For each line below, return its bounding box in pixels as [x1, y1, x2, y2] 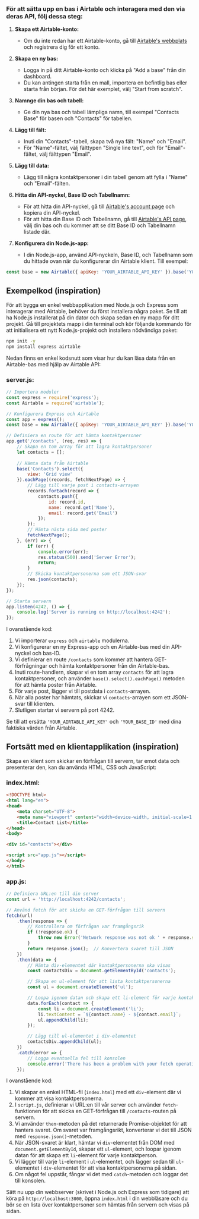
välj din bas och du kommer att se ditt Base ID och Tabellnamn [23, 222, 176, 229]
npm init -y [6, 338, 36, 344]
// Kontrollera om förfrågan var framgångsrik [27, 923, 145, 929]
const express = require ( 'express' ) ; [6, 394, 99, 400]
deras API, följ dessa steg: [6, 12, 83, 20]
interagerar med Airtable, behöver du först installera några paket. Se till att [6, 307, 188, 315]
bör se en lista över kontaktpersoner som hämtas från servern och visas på [6, 1201, 190, 1208]
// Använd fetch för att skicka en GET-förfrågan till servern [6, 907, 166, 913]
